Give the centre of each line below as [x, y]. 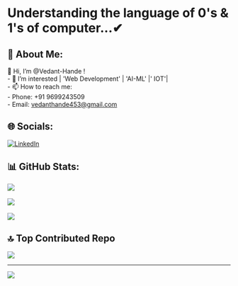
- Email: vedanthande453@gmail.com [62, 104]
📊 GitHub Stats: [44, 167]
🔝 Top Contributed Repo [61, 239]
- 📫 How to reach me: [40, 87]
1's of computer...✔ [65, 28]
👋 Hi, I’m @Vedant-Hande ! [46, 71]
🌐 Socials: [30, 126]
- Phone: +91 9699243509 [46, 97]
